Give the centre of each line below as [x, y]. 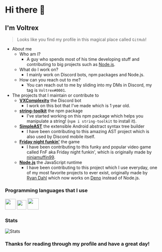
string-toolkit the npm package [51, 111]
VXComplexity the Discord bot [50, 101]
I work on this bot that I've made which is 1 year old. [78, 106]
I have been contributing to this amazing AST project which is [88, 131]
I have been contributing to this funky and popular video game [89, 147]
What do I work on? [39, 69]
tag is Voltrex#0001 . [46, 90]
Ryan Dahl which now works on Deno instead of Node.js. [83, 178]
